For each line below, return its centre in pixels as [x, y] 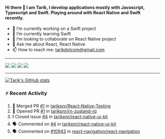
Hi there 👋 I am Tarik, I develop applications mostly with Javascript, [75, 7]
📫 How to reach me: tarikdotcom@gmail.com [58, 50]
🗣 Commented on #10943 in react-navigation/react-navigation [76, 131]
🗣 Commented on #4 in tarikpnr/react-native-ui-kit [64, 124]
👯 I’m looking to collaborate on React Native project [64, 39]
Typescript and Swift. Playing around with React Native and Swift [73, 12]
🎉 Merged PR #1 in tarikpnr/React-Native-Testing [61, 106]
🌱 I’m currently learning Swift [41, 34]
